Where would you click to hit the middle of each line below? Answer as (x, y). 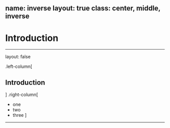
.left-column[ (19, 67)
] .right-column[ (22, 95)
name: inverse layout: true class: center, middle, (83, 8)
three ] (19, 115)
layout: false (18, 57)
